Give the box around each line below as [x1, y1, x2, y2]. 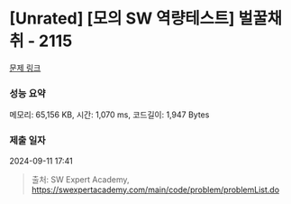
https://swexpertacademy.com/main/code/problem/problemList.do [31, 184, 280, 195]
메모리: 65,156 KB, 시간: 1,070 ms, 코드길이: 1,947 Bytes [9, 109, 210, 120]
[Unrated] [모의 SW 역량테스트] [9, 8, 235, 29]
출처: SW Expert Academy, [31, 173, 130, 185]
